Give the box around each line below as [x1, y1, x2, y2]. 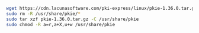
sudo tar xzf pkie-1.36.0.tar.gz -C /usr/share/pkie [6, 16, 139, 22]
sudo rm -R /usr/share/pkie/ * [6, 10, 81, 17]
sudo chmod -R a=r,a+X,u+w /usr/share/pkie [6, 21, 115, 27]
